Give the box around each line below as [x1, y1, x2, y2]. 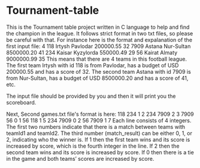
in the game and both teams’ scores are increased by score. [6, 155, 154, 162]
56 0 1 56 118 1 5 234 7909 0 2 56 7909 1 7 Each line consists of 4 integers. [6, 116, 192, 124]
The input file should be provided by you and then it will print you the [6, 92, 176, 100]
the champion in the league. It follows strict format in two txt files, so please [6, 29, 193, 37]
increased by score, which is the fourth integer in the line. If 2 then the [6, 142, 180, 149]
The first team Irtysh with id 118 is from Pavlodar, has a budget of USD [6, 61, 179, 69]
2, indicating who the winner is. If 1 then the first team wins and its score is [6, 136, 190, 143]
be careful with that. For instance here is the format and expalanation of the [6, 36, 193, 43]
